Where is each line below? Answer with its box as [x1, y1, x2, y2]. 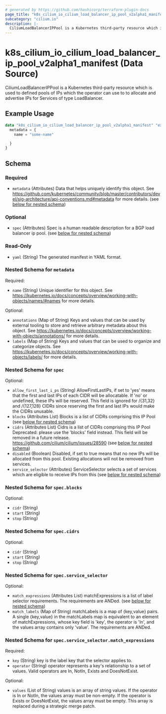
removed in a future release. [12, 435, 70, 441]
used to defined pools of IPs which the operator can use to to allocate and [5, 90, 156, 96]
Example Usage [5, 110, 54, 118]
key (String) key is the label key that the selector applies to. [12, 657, 132, 663]
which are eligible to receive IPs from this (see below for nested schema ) [12, 472, 161, 478]
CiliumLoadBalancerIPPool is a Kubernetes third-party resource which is [5, 85, 152, 91]
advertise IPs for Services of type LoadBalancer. [5, 95, 104, 101]
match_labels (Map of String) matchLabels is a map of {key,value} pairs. [12, 609, 159, 615]
